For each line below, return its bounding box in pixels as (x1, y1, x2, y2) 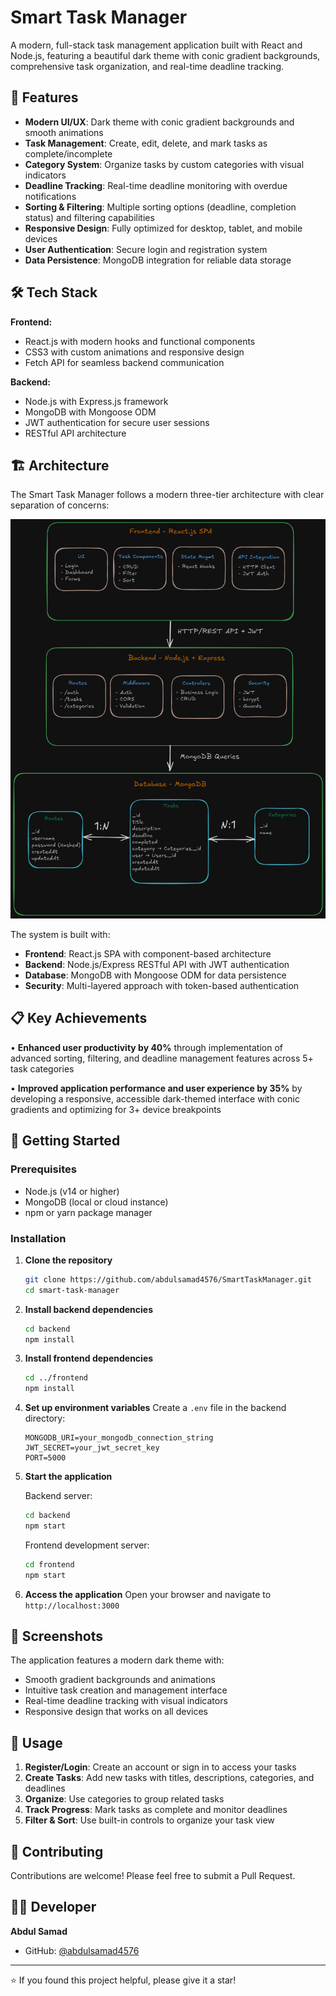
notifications (24, 190, 77, 202)
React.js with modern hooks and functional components (24, 335, 256, 347)
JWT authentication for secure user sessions (24, 416, 210, 428)
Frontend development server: (24, 1539, 150, 1551)
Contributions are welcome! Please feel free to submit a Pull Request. (10, 1870, 296, 1882)
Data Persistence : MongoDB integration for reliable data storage (24, 254, 292, 266)
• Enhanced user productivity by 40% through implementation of (10, 1041, 283, 1053)
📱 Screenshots (10, 1628, 104, 1645)
